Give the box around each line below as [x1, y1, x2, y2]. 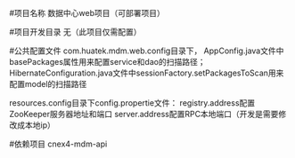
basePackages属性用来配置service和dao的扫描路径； [9, 57, 206, 67]
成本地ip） [16, 120, 55, 130]
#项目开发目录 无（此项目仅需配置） [9, 27, 142, 37]
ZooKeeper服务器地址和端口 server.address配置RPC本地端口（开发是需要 [9, 109, 279, 119]
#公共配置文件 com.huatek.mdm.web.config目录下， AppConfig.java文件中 [9, 45, 284, 56]
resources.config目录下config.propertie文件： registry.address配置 [9, 98, 256, 108]
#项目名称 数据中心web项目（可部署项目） [9, 8, 165, 18]
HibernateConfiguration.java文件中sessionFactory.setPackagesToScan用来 [9, 67, 284, 78]
